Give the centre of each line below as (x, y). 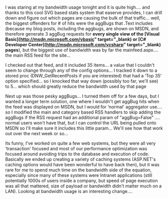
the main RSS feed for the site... (38, 55)
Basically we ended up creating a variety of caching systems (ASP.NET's (80, 159)
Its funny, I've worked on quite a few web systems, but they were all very (80, 143)
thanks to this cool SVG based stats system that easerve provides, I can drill (84, 13)
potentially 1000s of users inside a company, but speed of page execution (81, 181)
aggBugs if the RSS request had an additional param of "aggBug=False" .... (83, 117)
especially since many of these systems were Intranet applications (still (79, 175)
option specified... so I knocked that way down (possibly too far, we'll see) (82, 81)
